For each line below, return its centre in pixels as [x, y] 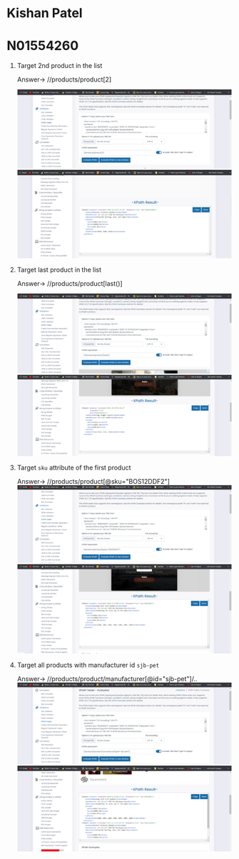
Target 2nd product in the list [60, 66]
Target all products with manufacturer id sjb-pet [88, 665]
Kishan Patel [45, 13]
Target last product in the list [59, 269]
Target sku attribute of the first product [74, 468]
